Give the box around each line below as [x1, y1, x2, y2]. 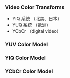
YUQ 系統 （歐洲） [12, 22, 51, 28]
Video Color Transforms [5, 4, 65, 11]
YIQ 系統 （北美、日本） [12, 16, 62, 22]
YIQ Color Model [5, 54, 46, 61]
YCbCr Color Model [5, 68, 53, 75]
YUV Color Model [5, 41, 48, 48]
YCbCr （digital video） [12, 28, 61, 34]
